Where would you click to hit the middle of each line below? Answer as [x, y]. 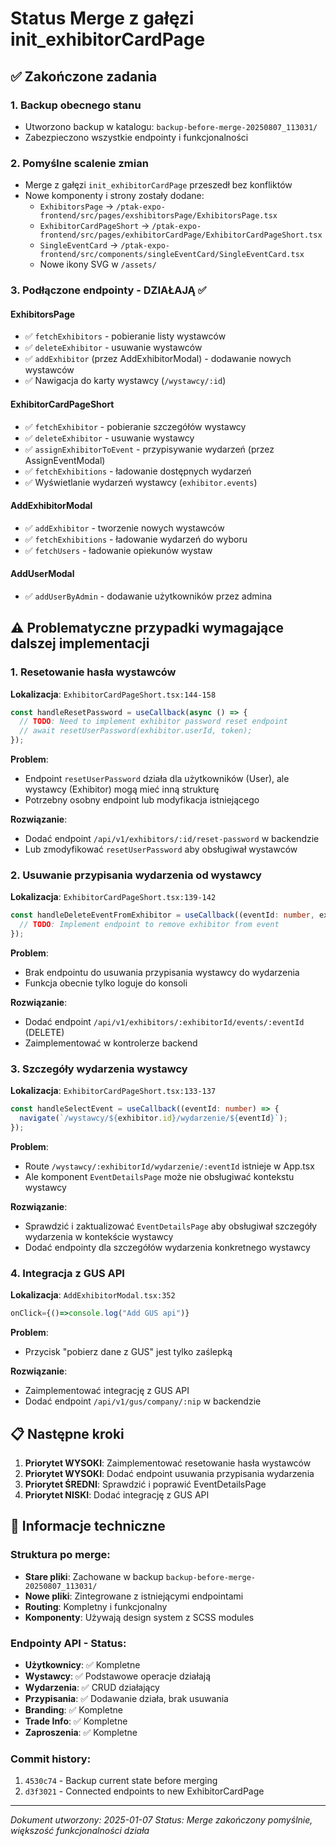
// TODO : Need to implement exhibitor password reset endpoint [153, 722]
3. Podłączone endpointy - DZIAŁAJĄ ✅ [108, 290]
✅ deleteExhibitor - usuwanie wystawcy [109, 438]
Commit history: [51, 1759]
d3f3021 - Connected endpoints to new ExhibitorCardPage [144, 1791]
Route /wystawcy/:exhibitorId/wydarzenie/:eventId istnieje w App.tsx [169, 1166]
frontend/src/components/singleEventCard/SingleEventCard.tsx [172, 255]
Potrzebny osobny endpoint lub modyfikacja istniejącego [142, 800]
